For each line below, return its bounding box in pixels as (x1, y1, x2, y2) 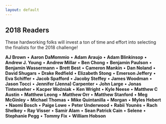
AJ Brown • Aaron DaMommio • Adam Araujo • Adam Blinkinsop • (5, 54, 147, 60)
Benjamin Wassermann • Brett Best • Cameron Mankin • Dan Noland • (5, 65, 156, 71)
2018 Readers (5, 26, 49, 35)
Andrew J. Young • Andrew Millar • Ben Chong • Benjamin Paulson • (5, 60, 152, 66)
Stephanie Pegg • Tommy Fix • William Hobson (5, 113, 106, 119)
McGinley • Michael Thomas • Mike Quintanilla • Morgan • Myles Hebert (5, 97, 161, 103)
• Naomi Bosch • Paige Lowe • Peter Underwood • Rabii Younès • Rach (5, 102, 157, 108)
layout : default (5, 7, 39, 13)
